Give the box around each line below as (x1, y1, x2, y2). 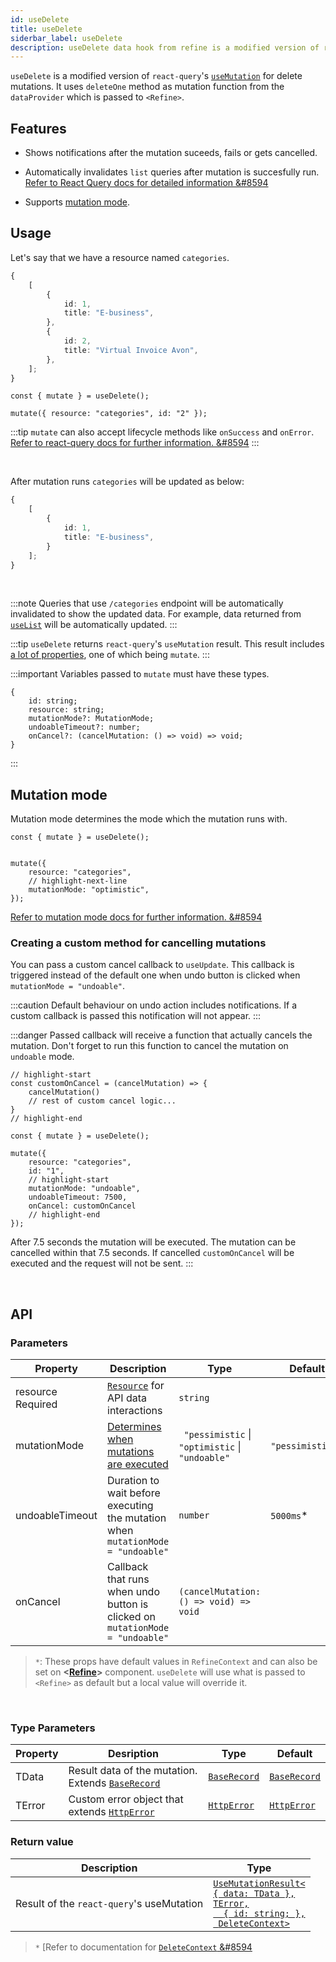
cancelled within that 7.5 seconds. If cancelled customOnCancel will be (10, 1247, 295, 1259)
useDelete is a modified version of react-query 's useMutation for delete (10, 70, 303, 82)
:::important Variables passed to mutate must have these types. (10, 668, 270, 680)
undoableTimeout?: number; (28, 722, 141, 733)
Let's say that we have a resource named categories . (10, 251, 230, 263)
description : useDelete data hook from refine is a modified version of (10, 42, 320, 53)
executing (107, 1499, 154, 1513)
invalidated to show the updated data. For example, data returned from (10, 608, 302, 620)
